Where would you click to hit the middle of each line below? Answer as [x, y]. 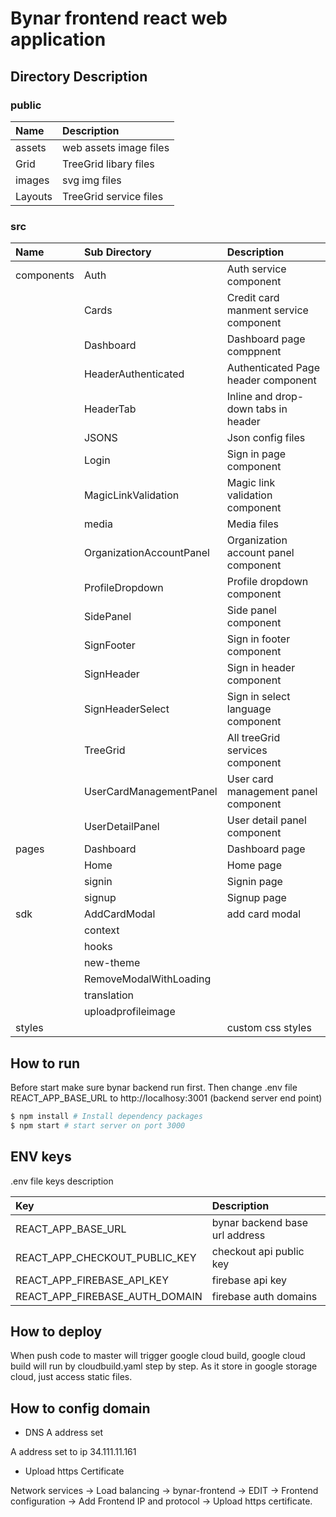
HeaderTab [110, 409]
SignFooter [109, 645]
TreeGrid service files [113, 196]
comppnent [254, 352]
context [101, 930]
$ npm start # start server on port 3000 [98, 1125]
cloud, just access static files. [71, 1377]
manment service [267, 310]
